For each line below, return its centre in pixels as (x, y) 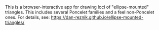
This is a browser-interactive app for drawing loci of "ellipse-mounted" (77, 7)
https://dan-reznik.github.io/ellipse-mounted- (97, 17)
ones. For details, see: (28, 17)
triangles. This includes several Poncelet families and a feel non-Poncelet (80, 12)
